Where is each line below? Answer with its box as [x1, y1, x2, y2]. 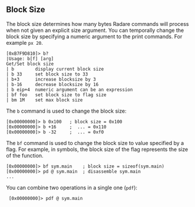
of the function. [6, 152, 44, 159]
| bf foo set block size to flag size [6, 91, 107, 98]
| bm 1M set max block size [6, 97, 83, 103]
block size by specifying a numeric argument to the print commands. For [6, 32, 183, 40]
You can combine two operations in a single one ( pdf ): [6, 184, 137, 191]
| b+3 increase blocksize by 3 [6, 76, 96, 82]
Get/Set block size [6, 61, 54, 67]
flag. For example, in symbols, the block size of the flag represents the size [6, 146, 189, 153]
